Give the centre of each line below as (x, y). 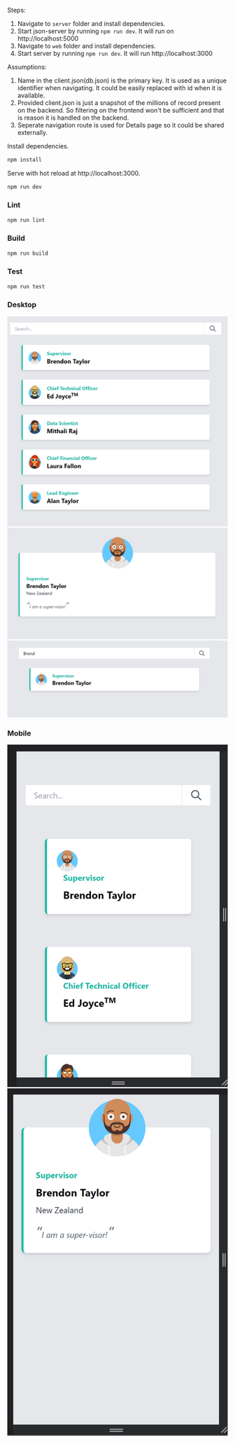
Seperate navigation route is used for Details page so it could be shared (121, 125)
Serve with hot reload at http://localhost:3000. (74, 173)
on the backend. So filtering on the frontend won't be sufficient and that (121, 110)
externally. (32, 133)
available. (31, 95)
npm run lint (26, 220)
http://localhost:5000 (48, 38)
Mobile (19, 733)
